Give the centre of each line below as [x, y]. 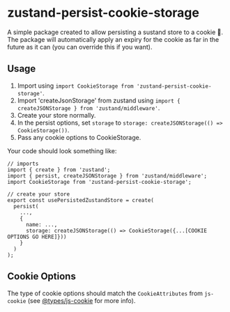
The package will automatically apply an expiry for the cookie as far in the [113, 39]
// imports [23, 164]
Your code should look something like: [62, 150]
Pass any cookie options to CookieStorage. [79, 137]
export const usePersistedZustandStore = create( [81, 200]
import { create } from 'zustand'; [59, 170]
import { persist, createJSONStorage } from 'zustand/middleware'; [107, 175]
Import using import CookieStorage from [75, 86]
